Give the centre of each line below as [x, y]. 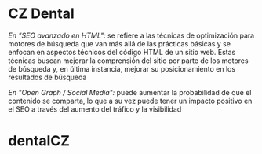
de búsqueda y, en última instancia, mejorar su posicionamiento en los [122, 68]
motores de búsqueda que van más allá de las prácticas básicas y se [120, 43]
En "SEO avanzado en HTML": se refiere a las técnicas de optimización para [131, 35]
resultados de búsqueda [47, 77]
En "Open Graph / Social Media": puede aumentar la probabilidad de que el [130, 92]
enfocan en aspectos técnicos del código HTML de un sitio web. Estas [122, 52]
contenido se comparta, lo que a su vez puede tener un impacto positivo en [130, 101]
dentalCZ [39, 141]
